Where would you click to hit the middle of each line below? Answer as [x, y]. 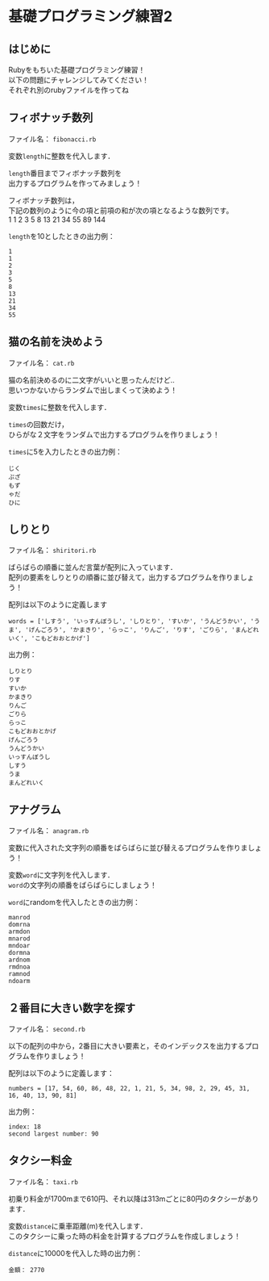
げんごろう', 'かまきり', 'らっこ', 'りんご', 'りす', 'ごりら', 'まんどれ [144, 630]
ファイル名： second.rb [47, 1029]
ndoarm [19, 982]
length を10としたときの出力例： [62, 236]
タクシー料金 [40, 1160]
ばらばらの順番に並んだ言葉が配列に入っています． [93, 567]
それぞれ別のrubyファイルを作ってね [69, 90]
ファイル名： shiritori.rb [52, 550]
